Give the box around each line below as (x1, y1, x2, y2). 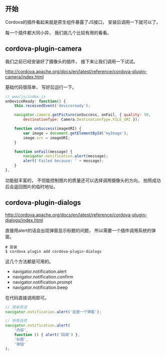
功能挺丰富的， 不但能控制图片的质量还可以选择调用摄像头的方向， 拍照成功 (5, 177, 161, 183)
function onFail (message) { (14, 149, 72, 154)
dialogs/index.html (5, 217, 43, 223)
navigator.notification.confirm (12, 273, 73, 279)
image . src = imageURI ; (23, 135, 70, 140)
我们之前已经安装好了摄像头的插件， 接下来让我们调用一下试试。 (5, 58, 138, 64)
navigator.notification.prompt (12, 279, 72, 285)
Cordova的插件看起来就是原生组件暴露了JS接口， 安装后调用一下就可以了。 (5, 19, 161, 25)
